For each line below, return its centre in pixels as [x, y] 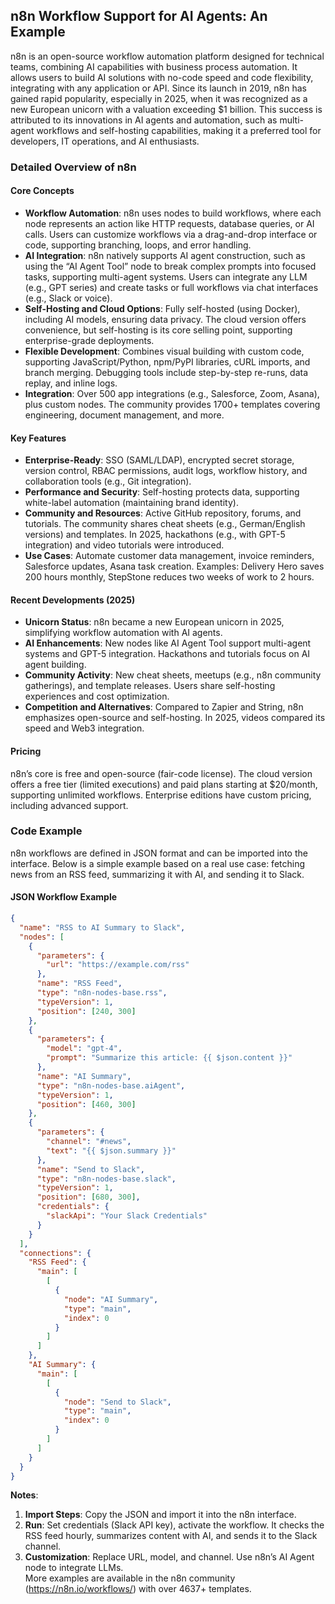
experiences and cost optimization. [97, 696]
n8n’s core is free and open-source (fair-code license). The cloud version [161, 773]
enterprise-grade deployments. [89, 340]
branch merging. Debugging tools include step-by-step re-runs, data [166, 372]
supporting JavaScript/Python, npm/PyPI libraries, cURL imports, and [167, 361]
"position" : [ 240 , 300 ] [86, 1011]
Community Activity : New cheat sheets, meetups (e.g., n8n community [173, 675]
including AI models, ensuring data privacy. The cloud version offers [165, 319]
